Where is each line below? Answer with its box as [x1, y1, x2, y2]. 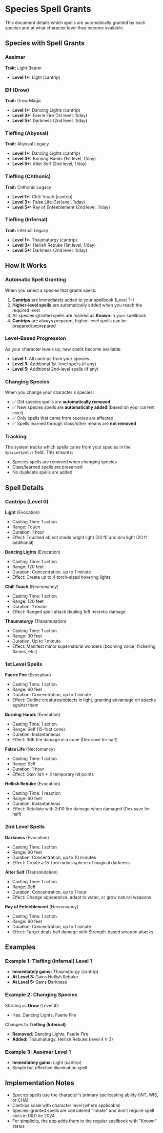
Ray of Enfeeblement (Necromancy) [5, 903, 79, 909]
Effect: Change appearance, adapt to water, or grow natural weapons [12, 894, 152, 900]
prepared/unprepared [12, 323, 56, 329]
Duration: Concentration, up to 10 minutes [12, 854, 96, 860]
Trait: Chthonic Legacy [5, 184, 52, 190]
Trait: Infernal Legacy [5, 227, 49, 233]
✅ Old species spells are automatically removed [12, 399, 111, 405]
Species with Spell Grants [5, 39, 85, 47]
